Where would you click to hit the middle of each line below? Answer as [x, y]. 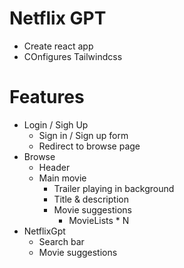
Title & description [91, 199]
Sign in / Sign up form [83, 135]
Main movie [62, 178]
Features [47, 97]
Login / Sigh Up [56, 124]
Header [54, 167]
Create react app [58, 46]
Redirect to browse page [89, 146]
